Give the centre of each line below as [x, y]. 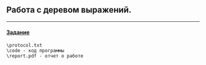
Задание [18, 32]
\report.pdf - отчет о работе [45, 56]
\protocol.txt [25, 46]
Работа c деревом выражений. [69, 10]
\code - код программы [35, 51]
